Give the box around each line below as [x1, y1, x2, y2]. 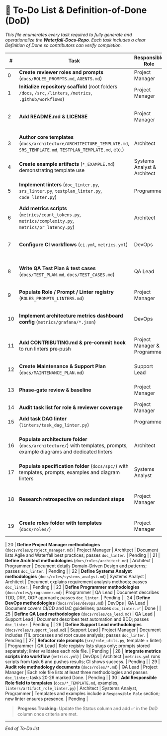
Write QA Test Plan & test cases [19, 265, 96, 272]
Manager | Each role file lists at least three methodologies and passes [5, 669, 148, 675]
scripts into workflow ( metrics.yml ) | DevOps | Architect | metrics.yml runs [5, 653, 161, 659]
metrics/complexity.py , [19, 217, 74, 224]
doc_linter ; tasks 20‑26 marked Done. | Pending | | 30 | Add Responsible [5, 674, 157, 681]
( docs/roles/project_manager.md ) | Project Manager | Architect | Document [5, 547, 159, 553]
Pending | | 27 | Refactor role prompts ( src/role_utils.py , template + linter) [5, 637, 162, 643]
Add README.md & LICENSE [19, 113, 88, 120]
